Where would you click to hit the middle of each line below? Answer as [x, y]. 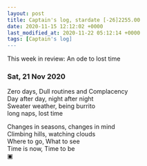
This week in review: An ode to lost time [64, 59]
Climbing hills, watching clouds [51, 134]
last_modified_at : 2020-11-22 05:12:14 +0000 [73, 33]
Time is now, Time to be [41, 149]
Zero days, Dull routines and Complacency [68, 92]
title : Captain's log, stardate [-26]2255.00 [73, 20]
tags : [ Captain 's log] [40, 39]
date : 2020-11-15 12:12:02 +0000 [55, 26]
